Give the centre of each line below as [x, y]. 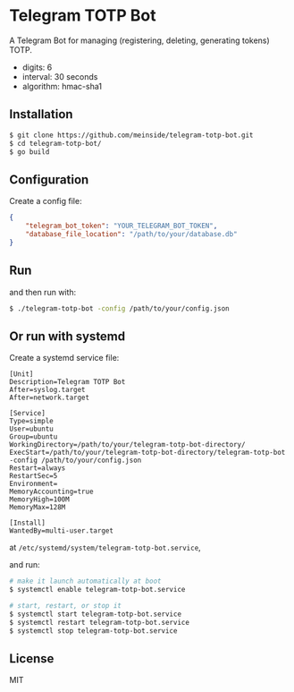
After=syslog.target [48, 390]
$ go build [29, 152]
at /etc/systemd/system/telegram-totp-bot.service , [105, 548]
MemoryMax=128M [38, 508]
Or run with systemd [67, 336]
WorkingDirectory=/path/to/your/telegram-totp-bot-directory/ [127, 445]
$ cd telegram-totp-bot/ [55, 143]
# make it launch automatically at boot [86, 581]
